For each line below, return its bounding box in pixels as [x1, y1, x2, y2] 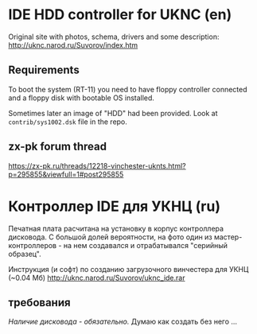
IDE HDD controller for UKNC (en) [8, 6, 232, 24]
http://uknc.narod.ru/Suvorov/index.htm [8, 40, 138, 49]
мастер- [213, 232, 243, 242]
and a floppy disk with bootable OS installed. [8, 93, 155, 103]
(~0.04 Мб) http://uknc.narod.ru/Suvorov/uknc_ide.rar [8, 273, 185, 282]
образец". [8, 249, 41, 258]
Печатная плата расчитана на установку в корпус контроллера [8, 223, 224, 233]
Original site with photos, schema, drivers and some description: [8, 32, 220, 41]
